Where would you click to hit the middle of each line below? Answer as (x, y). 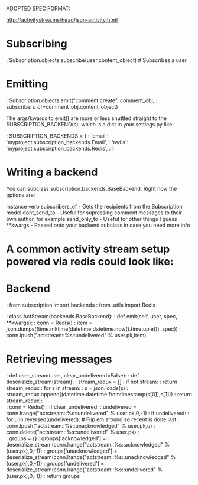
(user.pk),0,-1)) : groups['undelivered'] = (55, 463)
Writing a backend (52, 172)
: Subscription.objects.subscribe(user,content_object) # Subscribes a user (97, 60)
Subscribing (37, 44)
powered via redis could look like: (90, 262)
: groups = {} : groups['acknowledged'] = (56, 438)
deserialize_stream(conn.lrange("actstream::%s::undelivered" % (85, 470)
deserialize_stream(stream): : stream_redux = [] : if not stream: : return (92, 382)
